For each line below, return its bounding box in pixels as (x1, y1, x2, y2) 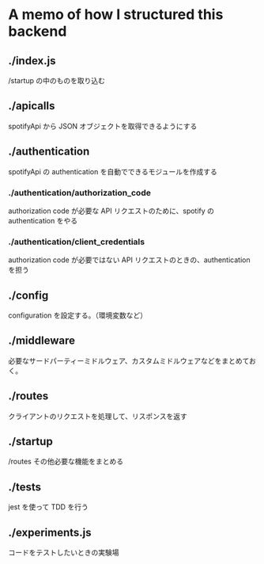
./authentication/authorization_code (8, 187, 152, 198)
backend (8, 22, 67, 40)
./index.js (8, 54, 56, 67)
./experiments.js (8, 525, 92, 539)
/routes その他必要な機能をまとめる (8, 457, 124, 467)
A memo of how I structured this (8, 6, 224, 24)
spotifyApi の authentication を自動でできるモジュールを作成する (8, 166, 217, 176)
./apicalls (8, 99, 55, 112)
